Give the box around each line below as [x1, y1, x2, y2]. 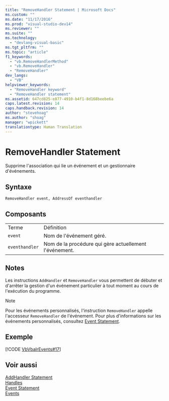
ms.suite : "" [5, 31, 33, 36]
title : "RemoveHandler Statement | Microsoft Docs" [5, 7, 116, 13]
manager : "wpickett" [5, 119, 49, 125]
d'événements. [5, 168, 36, 174]
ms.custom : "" [5, 12, 35, 17]
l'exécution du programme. [5, 288, 61, 294]
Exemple [5, 333, 33, 342]
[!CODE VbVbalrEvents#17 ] [5, 346, 61, 352]
